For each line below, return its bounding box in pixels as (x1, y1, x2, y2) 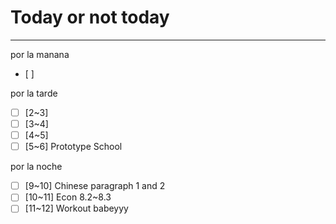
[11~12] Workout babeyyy (24, 202, 129, 215)
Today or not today (10, 6, 170, 29)
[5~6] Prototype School (24, 141, 123, 153)
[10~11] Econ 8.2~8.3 (24, 191, 112, 203)
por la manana (10, 48, 70, 60)
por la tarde (10, 87, 58, 99)
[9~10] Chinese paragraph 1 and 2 (24, 180, 166, 192)
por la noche (10, 161, 63, 173)
